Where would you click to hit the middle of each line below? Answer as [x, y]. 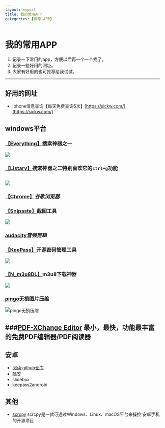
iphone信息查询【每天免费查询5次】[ [49, 106]
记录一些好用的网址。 [34, 66]
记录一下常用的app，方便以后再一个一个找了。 [59, 59]
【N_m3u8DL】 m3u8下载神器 [41, 274]
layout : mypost [21, 10]
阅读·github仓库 [28, 368]
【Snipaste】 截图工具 [31, 211]
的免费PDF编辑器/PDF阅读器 [48, 337]
